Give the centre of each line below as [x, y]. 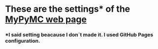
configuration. [23, 41]
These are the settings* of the [68, 9]
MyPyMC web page [46, 19]
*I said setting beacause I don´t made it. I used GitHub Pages [79, 35]
